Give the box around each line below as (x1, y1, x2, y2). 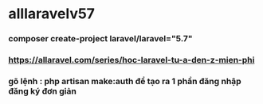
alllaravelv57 (8, 5, 96, 23)
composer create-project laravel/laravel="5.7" (8, 33, 193, 44)
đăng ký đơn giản (8, 85, 77, 96)
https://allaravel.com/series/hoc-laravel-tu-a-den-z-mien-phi (8, 55, 255, 66)
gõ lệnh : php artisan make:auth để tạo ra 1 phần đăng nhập (8, 75, 241, 87)
